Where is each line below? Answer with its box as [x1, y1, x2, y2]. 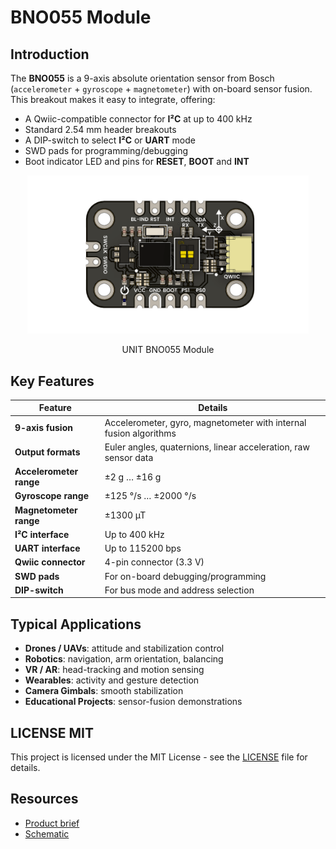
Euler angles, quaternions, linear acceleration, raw [104, 441, 310, 453]
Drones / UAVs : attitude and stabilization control [24, 642, 225, 655]
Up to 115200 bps [104, 542, 182, 555]
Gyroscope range [14, 490, 90, 502]
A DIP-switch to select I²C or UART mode [24, 134, 196, 146]
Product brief [24, 817, 80, 829]
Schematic [24, 827, 70, 840]
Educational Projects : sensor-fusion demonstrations [24, 696, 243, 708]
